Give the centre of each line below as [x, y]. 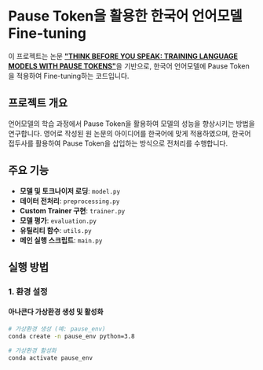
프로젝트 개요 [38, 103]
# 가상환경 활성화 [33, 350]
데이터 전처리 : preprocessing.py [69, 201]
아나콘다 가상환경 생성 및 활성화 [56, 312]
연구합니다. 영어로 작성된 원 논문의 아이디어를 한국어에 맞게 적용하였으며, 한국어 [130, 133]
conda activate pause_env [50, 358]
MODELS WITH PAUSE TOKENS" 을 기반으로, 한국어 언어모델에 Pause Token [129, 66]
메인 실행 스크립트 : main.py [61, 240]
